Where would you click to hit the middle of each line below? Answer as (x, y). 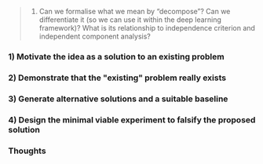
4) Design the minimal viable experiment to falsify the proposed (132, 119)
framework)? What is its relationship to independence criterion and (147, 28)
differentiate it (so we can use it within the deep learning (130, 20)
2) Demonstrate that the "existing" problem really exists (117, 78)
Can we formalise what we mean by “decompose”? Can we (135, 11)
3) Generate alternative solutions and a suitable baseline (118, 99)
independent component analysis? (95, 36)
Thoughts (27, 151)
